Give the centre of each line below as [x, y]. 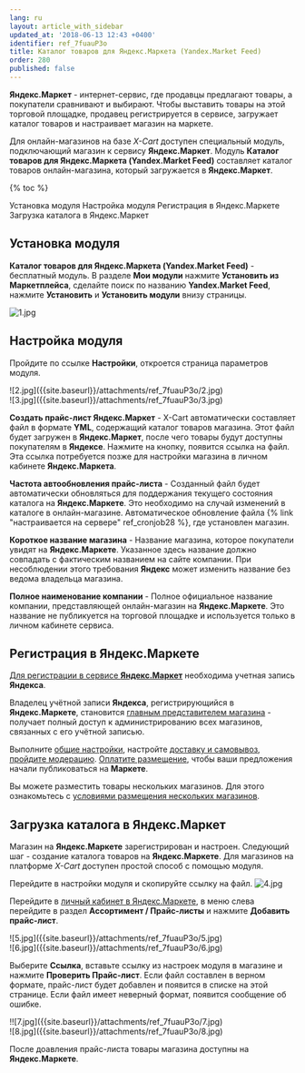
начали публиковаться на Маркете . [79, 769]
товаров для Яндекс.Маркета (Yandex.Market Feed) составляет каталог [151, 160]
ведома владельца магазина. [66, 578]
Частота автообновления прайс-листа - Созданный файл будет [135, 483]
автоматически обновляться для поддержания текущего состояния [142, 493]
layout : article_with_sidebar [67, 26]
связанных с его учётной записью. [77, 732]
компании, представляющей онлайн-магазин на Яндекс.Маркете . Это [147, 605]
